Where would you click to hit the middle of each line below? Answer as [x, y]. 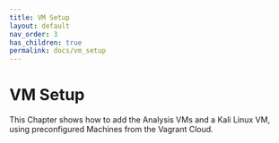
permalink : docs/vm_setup [57, 51]
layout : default [39, 26]
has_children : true [46, 42]
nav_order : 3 [34, 34]
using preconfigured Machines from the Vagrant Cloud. [111, 130]
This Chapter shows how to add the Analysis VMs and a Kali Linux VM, [140, 120]
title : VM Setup [39, 17]
